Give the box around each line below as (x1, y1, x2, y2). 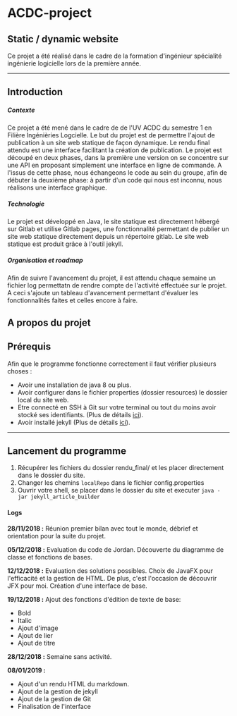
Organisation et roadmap (7, 256, 83, 264)
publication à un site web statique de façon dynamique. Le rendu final (7, 139, 210, 147)
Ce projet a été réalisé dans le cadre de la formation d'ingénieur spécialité (7, 51, 222, 60)
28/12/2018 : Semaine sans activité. (7, 652, 112, 660)
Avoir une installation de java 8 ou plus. (17, 381, 132, 389)
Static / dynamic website (7, 33, 119, 45)
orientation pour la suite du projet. (7, 531, 106, 540)
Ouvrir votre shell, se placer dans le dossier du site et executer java (17, 486, 214, 495)
